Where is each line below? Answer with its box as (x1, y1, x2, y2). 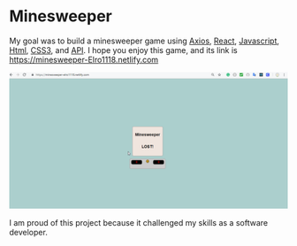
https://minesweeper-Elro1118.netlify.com (9, 54, 159, 65)
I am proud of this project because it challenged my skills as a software (9, 218, 268, 228)
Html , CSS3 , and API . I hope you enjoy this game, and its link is (9, 44, 239, 55)
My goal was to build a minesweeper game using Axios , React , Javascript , (9, 35, 280, 46)
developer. (9, 227, 49, 238)
